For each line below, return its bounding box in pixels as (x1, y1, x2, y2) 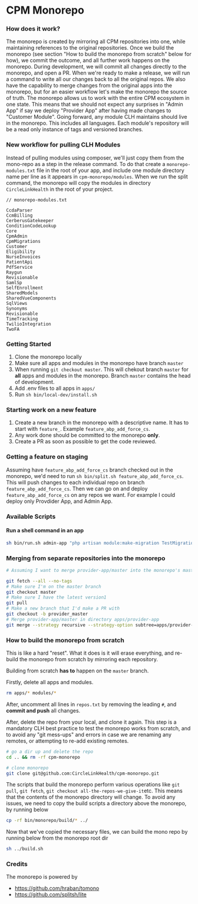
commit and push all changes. (6, 707, 81, 714)
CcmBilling (6, 212, 33, 219)
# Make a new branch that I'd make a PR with (6, 606, 120, 612)
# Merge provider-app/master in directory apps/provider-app (6, 616, 160, 622)
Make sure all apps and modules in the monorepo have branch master (14, 360, 184, 367)
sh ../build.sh (6, 846, 44, 852)
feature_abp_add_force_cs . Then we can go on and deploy (6, 485, 148, 492)
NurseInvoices (6, 253, 41, 260)
